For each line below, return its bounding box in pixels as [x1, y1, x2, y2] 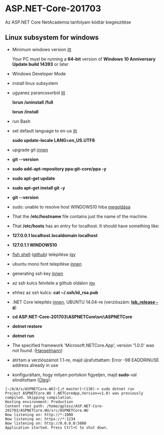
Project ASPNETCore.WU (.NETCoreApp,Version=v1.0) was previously [5, 391, 143, 396]
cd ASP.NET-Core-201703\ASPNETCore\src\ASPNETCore [12, 314, 133, 320]
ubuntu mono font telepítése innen [12, 261, 82, 267]
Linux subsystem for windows [5, 33, 99, 42]
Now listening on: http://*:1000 [5, 412, 73, 417]
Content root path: [5, 404, 45, 408]
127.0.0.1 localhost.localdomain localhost [12, 232, 98, 238]
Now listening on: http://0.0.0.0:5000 [5, 421, 87, 426]
